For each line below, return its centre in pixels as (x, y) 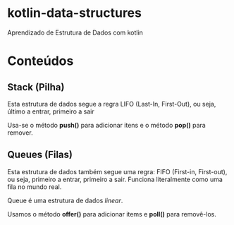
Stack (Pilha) (36, 87)
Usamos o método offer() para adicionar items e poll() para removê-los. (112, 214)
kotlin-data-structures (75, 13)
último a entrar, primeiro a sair (51, 111)
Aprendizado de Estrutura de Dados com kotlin (75, 32)
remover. (20, 133)
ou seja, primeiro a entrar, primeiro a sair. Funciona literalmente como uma (115, 179)
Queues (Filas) (40, 155)
